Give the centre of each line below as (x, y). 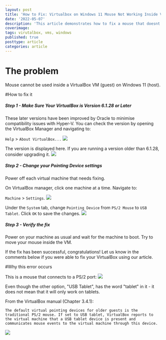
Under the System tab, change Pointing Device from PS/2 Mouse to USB (76, 207)
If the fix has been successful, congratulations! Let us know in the (72, 252)
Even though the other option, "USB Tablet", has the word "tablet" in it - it (80, 287)
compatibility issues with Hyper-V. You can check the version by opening (80, 123)
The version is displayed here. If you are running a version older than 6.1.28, (82, 148)
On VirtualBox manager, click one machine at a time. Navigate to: (71, 188)
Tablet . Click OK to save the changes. (43, 213)
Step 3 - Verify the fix (28, 225)
